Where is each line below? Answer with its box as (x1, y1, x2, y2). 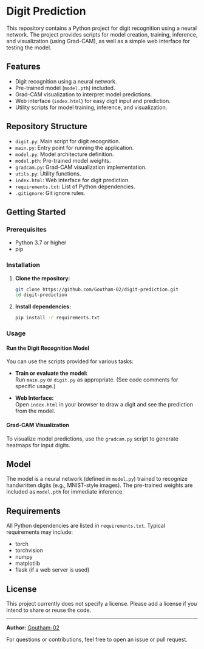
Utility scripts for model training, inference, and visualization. (15, 104, 168, 111)
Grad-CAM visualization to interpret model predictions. (15, 90, 152, 98)
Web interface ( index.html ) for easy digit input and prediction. (15, 97, 171, 104)
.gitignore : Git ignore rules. (15, 189, 86, 196)
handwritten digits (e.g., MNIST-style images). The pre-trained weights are (6, 481, 193, 489)
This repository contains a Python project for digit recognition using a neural (6, 24, 197, 32)
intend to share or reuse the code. (6, 606, 92, 614)
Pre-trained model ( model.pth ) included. (15, 84, 115, 91)
